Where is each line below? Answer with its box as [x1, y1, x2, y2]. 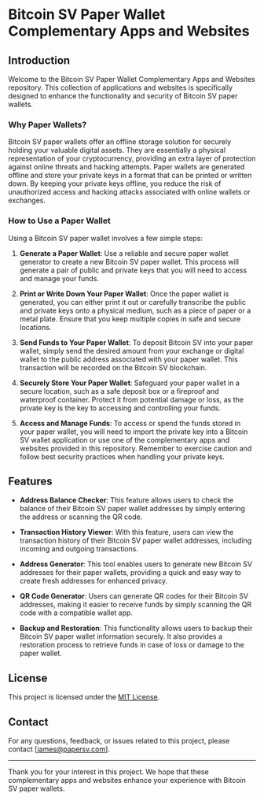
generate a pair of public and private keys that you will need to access [19, 265, 247, 275]
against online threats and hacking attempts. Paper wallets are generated [8, 162, 245, 172]
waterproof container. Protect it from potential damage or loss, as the [19, 395, 244, 404]
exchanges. [8, 195, 46, 206]
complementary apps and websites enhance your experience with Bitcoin [8, 776, 246, 785]
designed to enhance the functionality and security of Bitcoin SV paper [8, 91, 238, 100]
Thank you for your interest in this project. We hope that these [8, 767, 210, 777]
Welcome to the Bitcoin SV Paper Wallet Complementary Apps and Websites [8, 75, 255, 83]
